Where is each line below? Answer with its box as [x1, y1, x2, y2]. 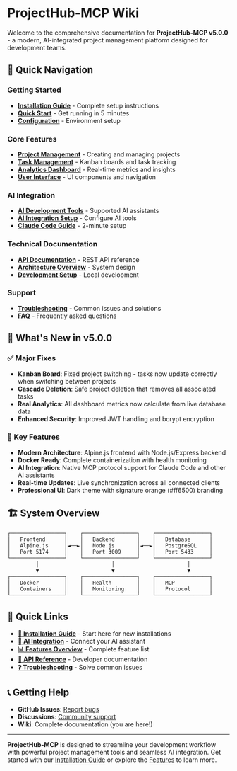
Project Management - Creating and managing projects [17, 150, 181, 159]
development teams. [7, 43, 67, 52]
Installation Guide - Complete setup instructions [17, 101, 159, 110]
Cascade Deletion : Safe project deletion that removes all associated [17, 384, 217, 393]
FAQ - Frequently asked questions [17, 312, 117, 320]
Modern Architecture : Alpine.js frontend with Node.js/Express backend [17, 448, 226, 457]
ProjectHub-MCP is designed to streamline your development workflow [7, 741, 217, 749]
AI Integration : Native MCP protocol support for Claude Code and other [17, 463, 226, 472]
